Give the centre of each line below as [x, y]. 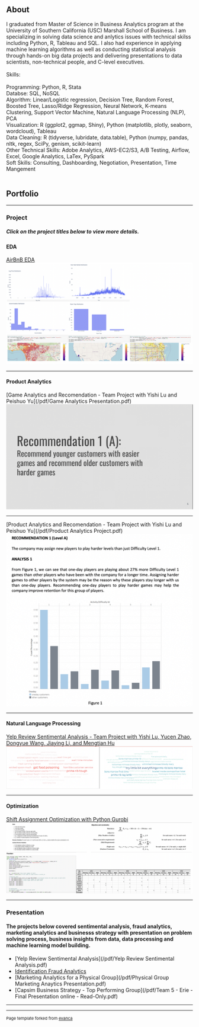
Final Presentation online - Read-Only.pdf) [66, 996]
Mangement [21, 169]
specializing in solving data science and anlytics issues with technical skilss [99, 36]
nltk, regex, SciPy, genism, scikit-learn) [54, 143]
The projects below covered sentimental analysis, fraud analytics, [89, 926]
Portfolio [23, 194]
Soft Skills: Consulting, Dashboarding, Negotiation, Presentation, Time [92, 162]
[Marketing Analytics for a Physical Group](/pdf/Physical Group [92, 977]
